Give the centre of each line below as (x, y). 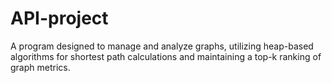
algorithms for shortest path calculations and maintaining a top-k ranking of (166, 56)
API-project (59, 18)
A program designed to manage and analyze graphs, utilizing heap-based (162, 46)
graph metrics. (40, 67)
